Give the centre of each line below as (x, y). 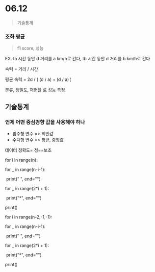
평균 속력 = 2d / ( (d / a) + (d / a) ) (39, 79)
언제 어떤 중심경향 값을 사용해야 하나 (45, 122)
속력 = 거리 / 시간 (22, 69)
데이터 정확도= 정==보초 (28, 150)
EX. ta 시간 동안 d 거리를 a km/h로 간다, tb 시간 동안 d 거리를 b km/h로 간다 (78, 59)
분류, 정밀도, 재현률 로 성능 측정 (35, 90)
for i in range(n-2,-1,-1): (29, 217)
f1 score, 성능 (30, 48)
